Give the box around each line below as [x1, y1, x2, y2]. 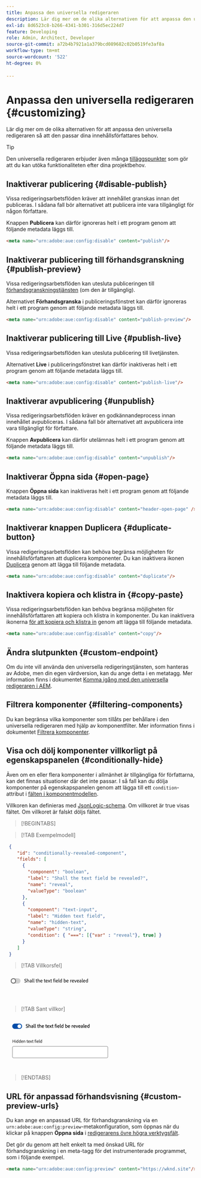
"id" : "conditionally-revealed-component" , [17, 850, 127, 856]
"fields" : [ [17, 856, 47, 863]
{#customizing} [6, 106, 87, 119]
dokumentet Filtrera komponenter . [6, 728, 90, 736]
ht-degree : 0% [6, 60, 42, 66]
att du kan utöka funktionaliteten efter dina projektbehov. [6, 162, 147, 169]
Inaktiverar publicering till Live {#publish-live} [6, 333, 182, 344]
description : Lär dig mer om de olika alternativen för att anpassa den [6, 16, 191, 22]
